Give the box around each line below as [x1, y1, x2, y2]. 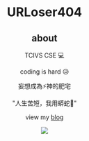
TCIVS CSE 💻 [24, 51, 65, 60]
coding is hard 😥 [19, 67, 70, 76]
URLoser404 [6, 4, 83, 20]
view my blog [25, 113, 64, 121]
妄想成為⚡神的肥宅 [17, 82, 72, 90]
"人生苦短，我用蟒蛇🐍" [12, 99, 77, 107]
